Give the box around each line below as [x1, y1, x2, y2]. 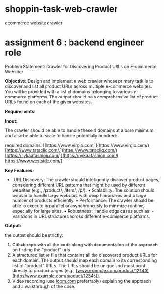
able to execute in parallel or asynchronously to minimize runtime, [12, 202, 145, 209]
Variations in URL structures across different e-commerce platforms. [12, 213, 150, 219]
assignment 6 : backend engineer [5, 37, 144, 48]
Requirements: [5, 108, 36, 114]
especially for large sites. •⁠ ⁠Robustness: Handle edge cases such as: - [12, 208, 154, 214]
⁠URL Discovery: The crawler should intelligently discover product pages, [13, 176, 160, 182]
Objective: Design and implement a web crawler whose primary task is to [5, 78, 153, 84]
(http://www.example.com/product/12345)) [12, 273, 99, 279]
